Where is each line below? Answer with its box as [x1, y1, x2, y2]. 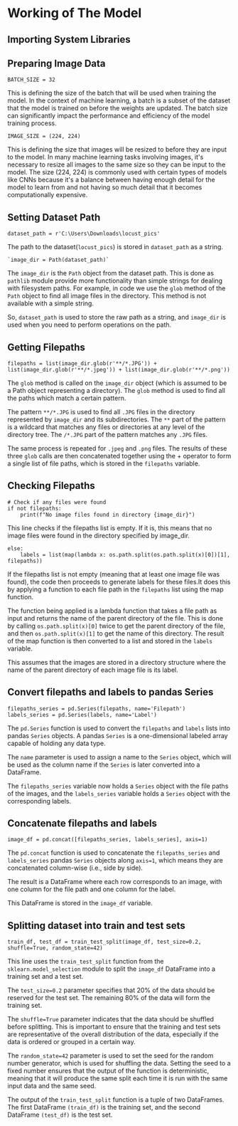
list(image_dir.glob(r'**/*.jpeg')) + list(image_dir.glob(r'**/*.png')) [7, 367, 231, 374]
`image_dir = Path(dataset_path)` [7, 256, 110, 264]
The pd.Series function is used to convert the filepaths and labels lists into [7, 724, 231, 732]
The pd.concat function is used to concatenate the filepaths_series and [7, 848, 220, 857]
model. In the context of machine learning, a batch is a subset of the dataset [7, 96, 231, 105]
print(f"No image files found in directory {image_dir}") [20, 511, 195, 518]
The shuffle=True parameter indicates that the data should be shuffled [7, 1015, 215, 1024]
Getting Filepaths [7, 341, 85, 353]
